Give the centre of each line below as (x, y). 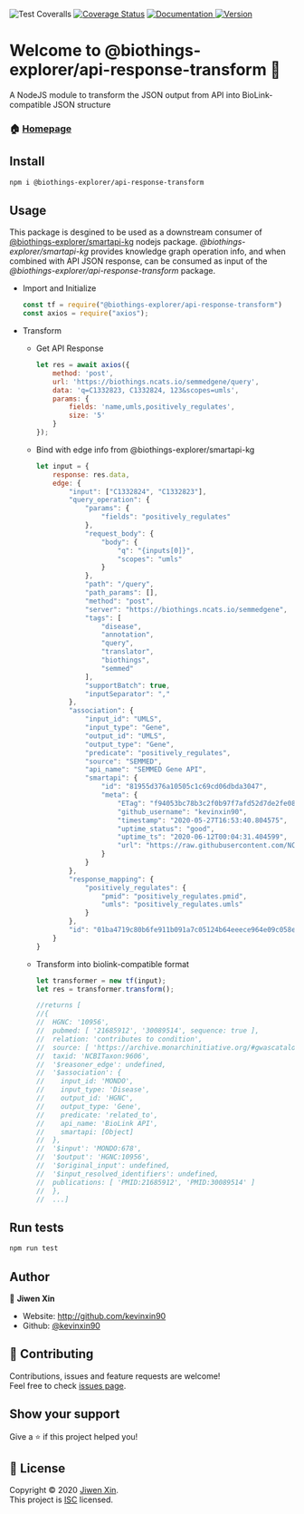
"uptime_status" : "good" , (166, 829)
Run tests (37, 1227)
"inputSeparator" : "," (127, 694)
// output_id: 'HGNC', (85, 1098)
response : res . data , (91, 475)
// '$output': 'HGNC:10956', (93, 1157)
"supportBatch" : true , (127, 685)
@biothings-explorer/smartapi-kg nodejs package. (104, 242)
